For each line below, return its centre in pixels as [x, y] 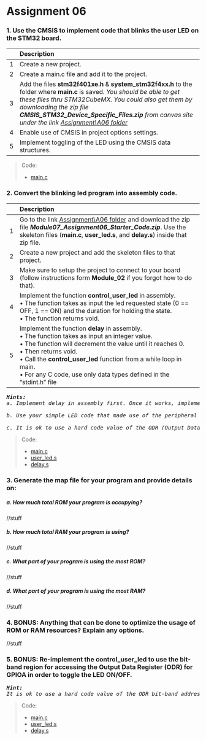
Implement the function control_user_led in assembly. [97, 295]
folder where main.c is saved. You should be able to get [99, 92]
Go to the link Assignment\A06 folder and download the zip [105, 219]
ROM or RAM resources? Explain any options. [75, 630]
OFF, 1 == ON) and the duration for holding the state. [96, 310]
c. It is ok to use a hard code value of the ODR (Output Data [103, 427]
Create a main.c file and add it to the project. [83, 74]
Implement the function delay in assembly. [81, 328]
